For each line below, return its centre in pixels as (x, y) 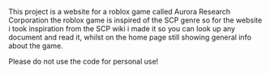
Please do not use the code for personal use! (84, 61)
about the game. (36, 46)
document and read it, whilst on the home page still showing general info (130, 37)
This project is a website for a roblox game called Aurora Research (120, 12)
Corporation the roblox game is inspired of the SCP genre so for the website (135, 20)
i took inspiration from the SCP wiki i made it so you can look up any (122, 29)
